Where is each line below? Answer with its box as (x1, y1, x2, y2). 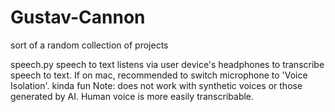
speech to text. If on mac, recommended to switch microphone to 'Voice (10, 69, 308, 81)
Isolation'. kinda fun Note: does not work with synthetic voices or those (10, 79, 303, 91)
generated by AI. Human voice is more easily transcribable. (10, 90, 255, 102)
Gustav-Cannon (10, 6, 146, 29)
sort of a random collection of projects (10, 39, 169, 51)
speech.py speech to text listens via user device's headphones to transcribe (10, 58, 325, 70)
